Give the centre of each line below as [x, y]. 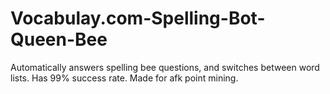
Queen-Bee [59, 39]
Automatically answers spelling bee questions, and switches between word [165, 67]
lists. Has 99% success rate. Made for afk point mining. [124, 78]
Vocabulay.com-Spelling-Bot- [138, 18]
